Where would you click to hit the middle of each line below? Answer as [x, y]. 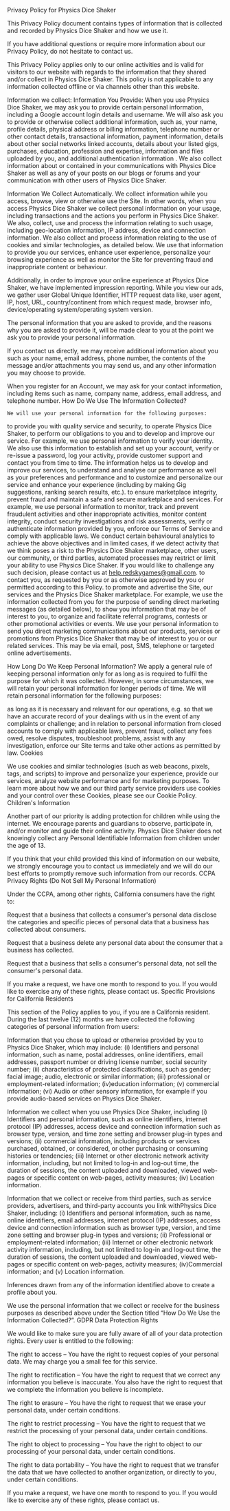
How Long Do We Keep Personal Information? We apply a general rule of [110, 666]
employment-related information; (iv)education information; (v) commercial [113, 1084]
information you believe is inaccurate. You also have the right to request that [115, 1382]
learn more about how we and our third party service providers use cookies [114, 788]
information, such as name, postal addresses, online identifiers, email [105, 1054]
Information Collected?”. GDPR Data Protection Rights [83, 1320]
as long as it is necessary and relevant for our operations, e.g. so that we [110, 709]
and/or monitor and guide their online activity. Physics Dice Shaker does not [115, 831]
